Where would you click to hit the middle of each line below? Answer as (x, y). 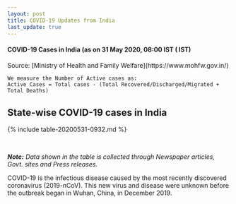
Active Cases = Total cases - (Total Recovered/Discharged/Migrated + (113, 85)
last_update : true (34, 27)
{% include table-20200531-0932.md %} (67, 129)
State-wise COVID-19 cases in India (87, 113)
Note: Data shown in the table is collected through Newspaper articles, (111, 157)
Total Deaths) (28, 91)
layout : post (26, 14)
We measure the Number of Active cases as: (72, 78)
